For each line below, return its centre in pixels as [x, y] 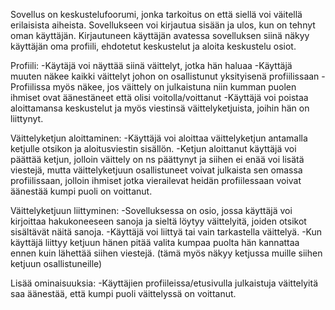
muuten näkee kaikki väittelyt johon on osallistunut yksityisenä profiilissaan [165, 76]
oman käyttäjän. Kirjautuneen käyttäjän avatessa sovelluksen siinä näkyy [160, 35]
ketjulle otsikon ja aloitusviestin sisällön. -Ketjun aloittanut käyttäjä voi [153, 148]
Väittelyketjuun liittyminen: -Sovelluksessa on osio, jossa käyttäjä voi [151, 210]
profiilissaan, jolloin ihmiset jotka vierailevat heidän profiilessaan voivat [156, 180]
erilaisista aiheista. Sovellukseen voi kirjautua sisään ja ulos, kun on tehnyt [163, 25]
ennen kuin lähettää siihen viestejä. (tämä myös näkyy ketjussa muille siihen [166, 253]
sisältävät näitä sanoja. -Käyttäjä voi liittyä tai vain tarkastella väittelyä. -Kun [166, 232]
